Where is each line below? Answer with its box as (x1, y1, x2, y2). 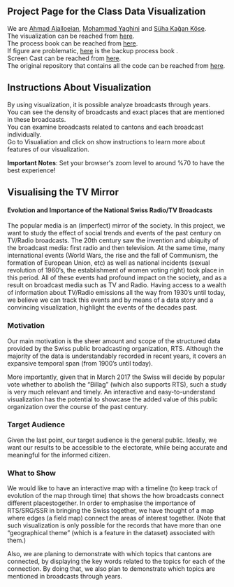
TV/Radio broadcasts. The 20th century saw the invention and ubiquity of (7, 236, 219, 244)
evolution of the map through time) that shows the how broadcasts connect (7, 492, 224, 500)
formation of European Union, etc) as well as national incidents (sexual (7, 258, 210, 267)
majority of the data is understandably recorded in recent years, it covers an (7, 352, 226, 360)
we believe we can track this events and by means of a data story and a (7, 296, 214, 304)
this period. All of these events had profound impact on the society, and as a (7, 273, 227, 282)
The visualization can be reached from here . (7, 32, 135, 40)
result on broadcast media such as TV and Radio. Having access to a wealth (7, 281, 226, 289)
